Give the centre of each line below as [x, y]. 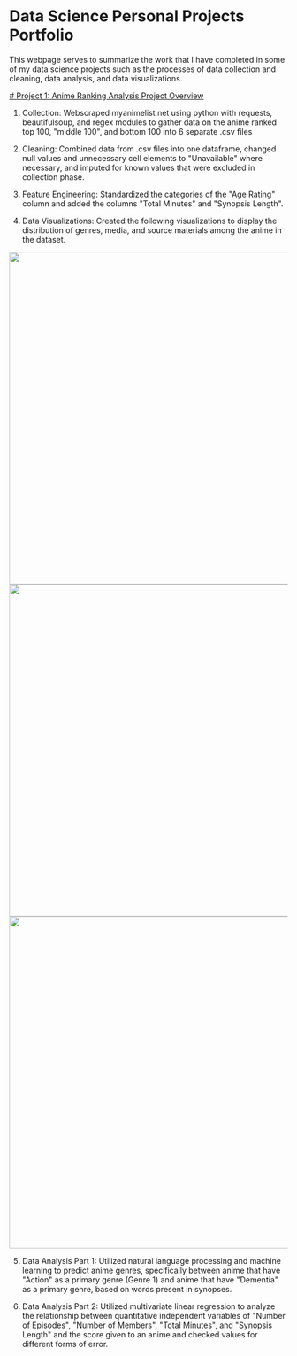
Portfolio [42, 35]
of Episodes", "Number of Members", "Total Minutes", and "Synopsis [147, 1325]
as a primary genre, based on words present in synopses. [127, 1289]
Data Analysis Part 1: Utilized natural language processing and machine [151, 1260]
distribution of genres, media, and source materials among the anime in [152, 230]
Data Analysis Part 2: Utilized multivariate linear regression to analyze [148, 1306]
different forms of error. [65, 1344]
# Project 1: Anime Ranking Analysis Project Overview [107, 96]
